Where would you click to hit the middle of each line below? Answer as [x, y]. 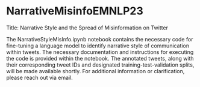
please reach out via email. [40, 77]
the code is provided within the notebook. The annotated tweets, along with [100, 58]
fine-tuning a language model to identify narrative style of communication [98, 46]
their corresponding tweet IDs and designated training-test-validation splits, [100, 65]
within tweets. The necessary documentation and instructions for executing [100, 52]
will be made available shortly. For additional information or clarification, [95, 71]
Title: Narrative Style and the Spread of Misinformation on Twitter [87, 28]
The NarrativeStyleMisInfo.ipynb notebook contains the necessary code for [100, 39]
